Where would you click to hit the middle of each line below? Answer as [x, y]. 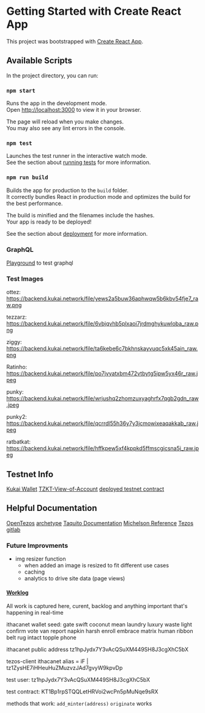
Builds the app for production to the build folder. [68, 190]
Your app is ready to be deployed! [49, 222]
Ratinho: [17, 367]
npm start [21, 91]
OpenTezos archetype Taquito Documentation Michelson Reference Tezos [100, 523]
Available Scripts [39, 60]
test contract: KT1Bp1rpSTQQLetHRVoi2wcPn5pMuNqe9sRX [82, 692]
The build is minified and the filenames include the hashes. [80, 215]
